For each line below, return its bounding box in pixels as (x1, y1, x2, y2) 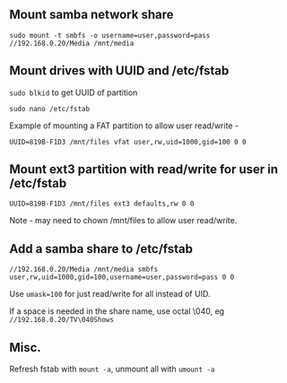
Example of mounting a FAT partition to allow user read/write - (9, 120, 239, 131)
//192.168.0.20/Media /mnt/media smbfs (9, 265, 159, 274)
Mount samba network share (9, 7, 174, 22)
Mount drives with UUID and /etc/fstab (9, 63, 230, 79)
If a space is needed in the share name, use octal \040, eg (9, 306, 225, 317)
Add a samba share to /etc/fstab (9, 241, 194, 257)
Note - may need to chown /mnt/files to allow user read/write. (9, 215, 238, 226)
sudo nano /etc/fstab (9, 104, 91, 113)
